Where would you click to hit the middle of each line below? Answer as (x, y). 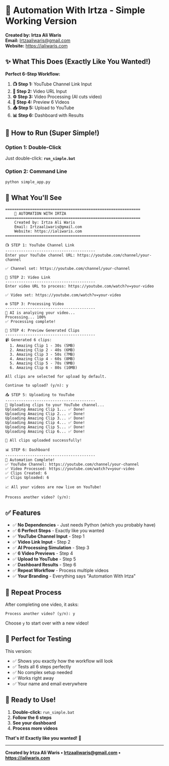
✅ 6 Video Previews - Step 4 (43, 553)
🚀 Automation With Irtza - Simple (75, 10)
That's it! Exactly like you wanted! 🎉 (43, 738)
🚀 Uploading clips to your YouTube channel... (55, 405)
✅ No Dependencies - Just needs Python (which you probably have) (84, 525)
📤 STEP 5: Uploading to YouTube (40, 395)
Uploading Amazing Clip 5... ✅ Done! (45, 427)
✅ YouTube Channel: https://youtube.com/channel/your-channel (72, 464)
